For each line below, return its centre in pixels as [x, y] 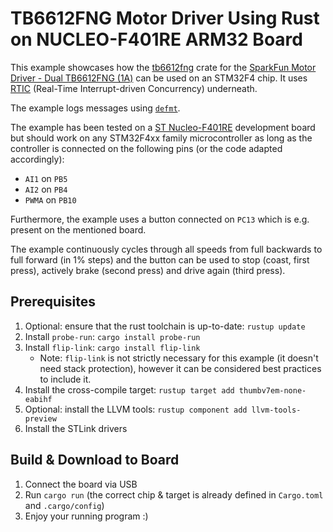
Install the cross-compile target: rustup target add [129, 389]
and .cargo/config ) [64, 505]
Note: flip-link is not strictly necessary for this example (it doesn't [179, 358]
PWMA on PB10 [50, 199]
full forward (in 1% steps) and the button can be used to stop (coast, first [160, 259]
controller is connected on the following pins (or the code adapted [146, 148]
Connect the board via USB [81, 484]
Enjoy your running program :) [86, 516]
